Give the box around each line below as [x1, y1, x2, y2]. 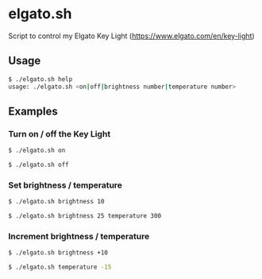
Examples [8, 104, 58, 118]
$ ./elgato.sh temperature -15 [8, 263, 112, 271]
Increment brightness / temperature [8, 231, 150, 242]
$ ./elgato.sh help [8, 75, 73, 83]
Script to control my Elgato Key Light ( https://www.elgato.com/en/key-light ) [8, 31, 256, 41]
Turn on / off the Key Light [8, 128, 111, 139]
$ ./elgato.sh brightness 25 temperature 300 [8, 212, 161, 220]
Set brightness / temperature [8, 180, 123, 191]
